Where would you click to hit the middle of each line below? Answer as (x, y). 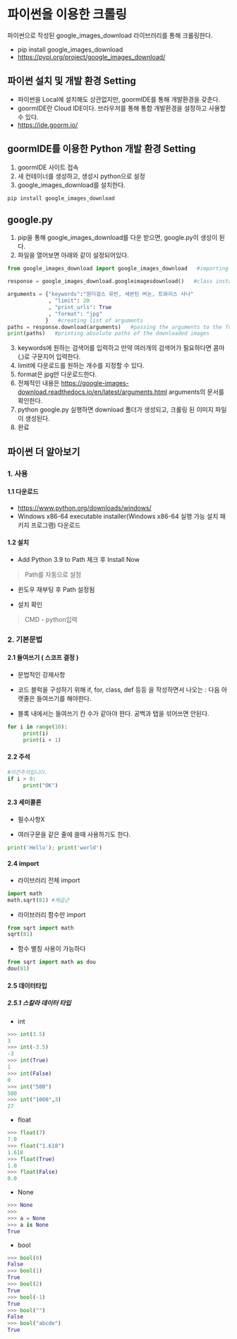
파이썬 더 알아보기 (44, 451)
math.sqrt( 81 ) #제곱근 (38, 900)
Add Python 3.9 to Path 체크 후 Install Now (78, 559)
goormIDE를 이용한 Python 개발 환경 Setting (102, 149)
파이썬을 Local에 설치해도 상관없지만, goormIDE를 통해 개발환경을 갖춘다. (119, 99)
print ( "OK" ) (41, 785)
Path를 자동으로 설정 (53, 574)
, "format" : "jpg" (75, 314)
